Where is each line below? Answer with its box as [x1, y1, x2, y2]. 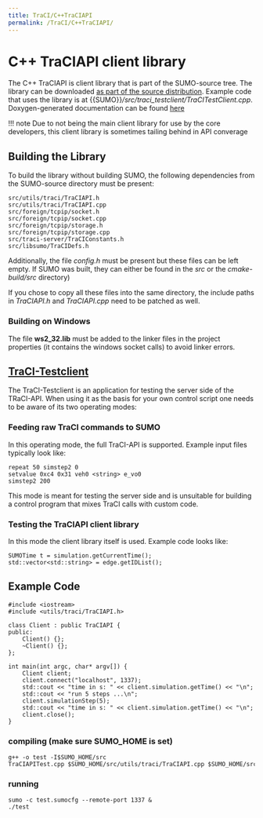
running [8, 778, 39, 789]
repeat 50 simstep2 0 [8, 463, 79, 471]
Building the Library [8, 150, 106, 163]
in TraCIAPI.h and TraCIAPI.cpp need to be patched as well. [8, 296, 201, 306]
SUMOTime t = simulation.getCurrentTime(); [8, 551, 153, 560]
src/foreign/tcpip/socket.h [8, 208, 100, 216]
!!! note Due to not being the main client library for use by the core [8, 119, 221, 128]
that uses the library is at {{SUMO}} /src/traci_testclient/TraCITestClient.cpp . [8, 95, 253, 104]
